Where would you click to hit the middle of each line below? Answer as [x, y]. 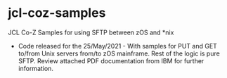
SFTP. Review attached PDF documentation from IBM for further [111, 60]
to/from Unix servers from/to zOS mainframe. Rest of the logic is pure [119, 53]
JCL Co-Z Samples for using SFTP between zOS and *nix [91, 32]
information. [35, 68]
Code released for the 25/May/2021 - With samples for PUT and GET [117, 46]
